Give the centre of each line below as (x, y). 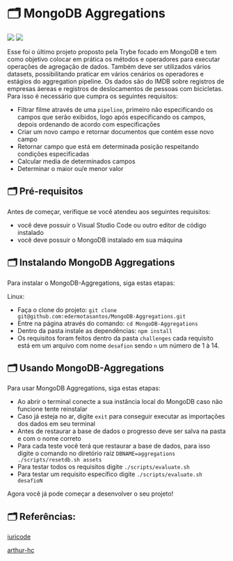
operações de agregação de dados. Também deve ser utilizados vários (109, 66)
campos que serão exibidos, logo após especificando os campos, (112, 117)
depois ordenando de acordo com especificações (89, 124)
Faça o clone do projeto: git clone (67, 309)
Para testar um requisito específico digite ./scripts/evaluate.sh (110, 474)
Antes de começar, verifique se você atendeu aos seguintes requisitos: (109, 211)
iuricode (19, 537)
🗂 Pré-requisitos (45, 192)
